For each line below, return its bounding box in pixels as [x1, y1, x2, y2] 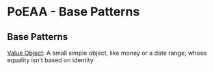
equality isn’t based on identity [7, 56, 94, 64]
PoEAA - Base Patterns [7, 4, 140, 20]
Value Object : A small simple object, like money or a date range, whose [7, 49, 207, 57]
